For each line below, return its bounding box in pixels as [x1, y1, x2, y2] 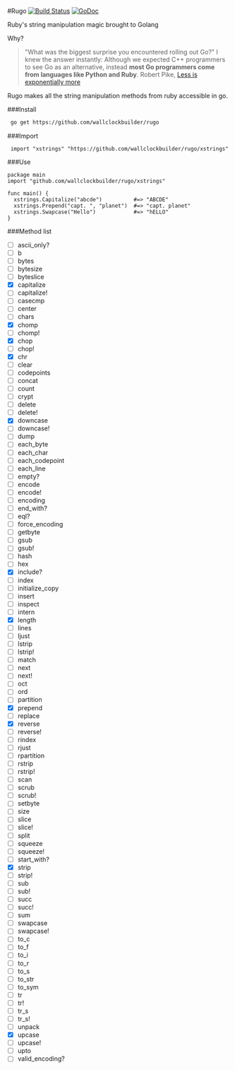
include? [17, 568, 43, 576]
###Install [7, 105, 37, 113]
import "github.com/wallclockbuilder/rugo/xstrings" [7, 177, 166, 184]
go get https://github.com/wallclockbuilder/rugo [10, 119, 159, 126]
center [17, 305, 37, 313]
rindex [17, 735, 37, 743]
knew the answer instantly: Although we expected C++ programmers [24, 55, 226, 64]
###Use [7, 158, 31, 166]
